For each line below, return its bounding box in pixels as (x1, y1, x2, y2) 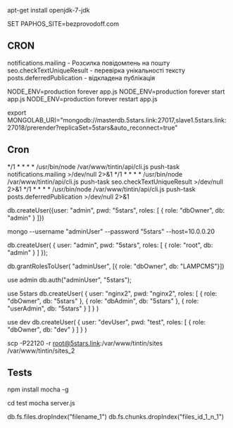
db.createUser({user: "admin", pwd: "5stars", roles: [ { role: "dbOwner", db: (7, 206, 225, 214)
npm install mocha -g (7, 385, 69, 394)
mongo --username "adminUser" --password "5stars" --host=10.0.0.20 (7, 227, 215, 235)
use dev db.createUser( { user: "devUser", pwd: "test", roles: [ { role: (7, 317, 206, 326)
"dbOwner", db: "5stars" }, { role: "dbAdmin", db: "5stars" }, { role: (7, 296, 199, 305)
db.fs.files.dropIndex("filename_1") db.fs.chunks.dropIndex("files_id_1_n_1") (7, 413, 225, 421)
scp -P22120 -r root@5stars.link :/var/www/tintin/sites (7, 339, 163, 347)
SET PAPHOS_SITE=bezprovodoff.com (7, 20, 120, 27)
